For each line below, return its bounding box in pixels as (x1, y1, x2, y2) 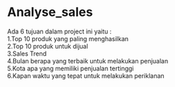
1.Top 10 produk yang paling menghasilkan (7, 34, 129, 42)
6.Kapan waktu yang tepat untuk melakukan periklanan (7, 71, 165, 80)
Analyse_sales (7, 4, 93, 20)
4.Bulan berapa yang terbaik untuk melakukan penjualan (7, 56, 169, 65)
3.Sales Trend (7, 49, 47, 58)
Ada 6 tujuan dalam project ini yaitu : (7, 27, 112, 35)
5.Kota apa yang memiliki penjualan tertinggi (7, 64, 134, 72)
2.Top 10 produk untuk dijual (7, 42, 88, 50)
